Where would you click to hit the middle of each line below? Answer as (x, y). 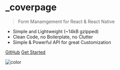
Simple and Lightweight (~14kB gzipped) (56, 31)
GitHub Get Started (25, 52)
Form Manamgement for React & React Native (66, 21)
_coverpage (31, 7)
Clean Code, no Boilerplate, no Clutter (53, 37)
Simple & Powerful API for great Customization (62, 42)
